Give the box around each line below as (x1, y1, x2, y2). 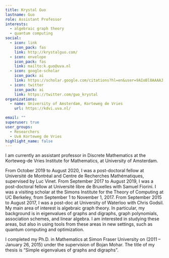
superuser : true (5, 120, 39, 125)
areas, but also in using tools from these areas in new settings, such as (5, 221, 153, 227)
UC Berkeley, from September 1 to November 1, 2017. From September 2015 (5, 194, 162, 200)
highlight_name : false (5, 138, 53, 144)
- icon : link (10, 40, 37, 45)
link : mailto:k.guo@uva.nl (14, 64, 71, 69)
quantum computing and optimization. (5, 227, 84, 233)
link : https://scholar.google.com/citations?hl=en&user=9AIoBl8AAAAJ (14, 78, 164, 83)
